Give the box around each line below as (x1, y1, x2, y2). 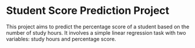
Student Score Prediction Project (6, 4, 170, 17)
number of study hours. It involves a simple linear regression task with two (6, 29, 186, 36)
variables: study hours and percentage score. (6, 35, 116, 42)
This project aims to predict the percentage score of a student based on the (6, 23, 190, 30)
